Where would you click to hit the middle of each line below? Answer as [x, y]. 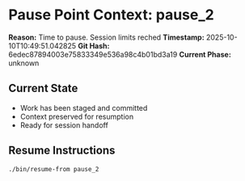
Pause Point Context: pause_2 [111, 15]
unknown [24, 63]
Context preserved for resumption [77, 116]
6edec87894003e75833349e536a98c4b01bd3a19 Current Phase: [120, 54]
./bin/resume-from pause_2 [54, 169]
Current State [43, 88]
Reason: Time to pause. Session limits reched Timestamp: [106, 37]
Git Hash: [94, 45]
